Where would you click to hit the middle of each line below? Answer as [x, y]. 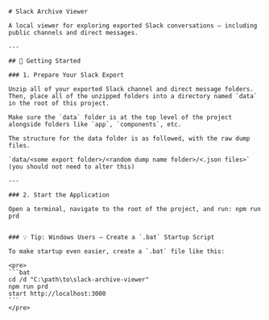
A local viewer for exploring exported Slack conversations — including [133, 26]
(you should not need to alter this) [72, 167]
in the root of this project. [59, 103]
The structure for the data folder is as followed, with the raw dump [129, 139]
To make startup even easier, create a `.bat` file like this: [117, 251]
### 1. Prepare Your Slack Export [66, 75]
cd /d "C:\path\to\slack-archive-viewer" [79, 280]
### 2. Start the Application [59, 195]
